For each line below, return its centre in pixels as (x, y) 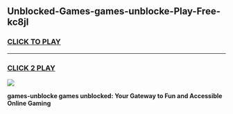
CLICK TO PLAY (34, 42)
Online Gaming (29, 103)
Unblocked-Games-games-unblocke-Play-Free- (114, 11)
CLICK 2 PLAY (31, 68)
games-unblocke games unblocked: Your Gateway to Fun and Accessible (115, 95)
